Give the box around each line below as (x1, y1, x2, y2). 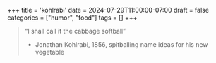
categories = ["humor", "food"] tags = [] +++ (7, 13, 138, 22)
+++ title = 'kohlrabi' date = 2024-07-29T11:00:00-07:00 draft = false (7, 6, 210, 14)
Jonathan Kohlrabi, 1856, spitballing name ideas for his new (35, 41, 208, 48)
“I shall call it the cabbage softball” (24, 27, 126, 35)
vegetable (35, 48, 65, 56)
